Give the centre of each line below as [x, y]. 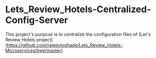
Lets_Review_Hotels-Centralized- [78, 9]
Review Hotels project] [29, 40]
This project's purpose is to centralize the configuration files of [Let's [78, 34]
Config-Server [37, 20]
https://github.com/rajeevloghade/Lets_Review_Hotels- [65, 45]
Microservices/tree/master [33, 50]
